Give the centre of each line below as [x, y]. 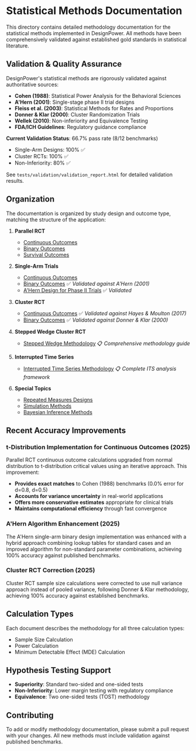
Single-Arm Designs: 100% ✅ [50, 149]
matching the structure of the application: [56, 219]
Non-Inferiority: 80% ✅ [43, 163]
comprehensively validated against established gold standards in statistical [97, 39]
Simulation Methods [47, 406]
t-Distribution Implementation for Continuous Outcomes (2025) [98, 447]
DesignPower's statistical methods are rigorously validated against [86, 78]
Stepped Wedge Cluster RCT [50, 332]
